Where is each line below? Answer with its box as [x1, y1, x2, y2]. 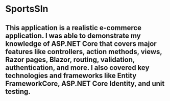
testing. [5, 87, 31, 96]
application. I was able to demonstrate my [5, 31, 141, 40]
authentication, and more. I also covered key [5, 63, 150, 72]
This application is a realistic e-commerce [5, 23, 142, 32]
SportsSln [5, 3, 48, 15]
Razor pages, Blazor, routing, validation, [5, 55, 135, 64]
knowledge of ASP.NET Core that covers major [5, 39, 157, 48]
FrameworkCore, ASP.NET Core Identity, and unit [5, 79, 165, 88]
